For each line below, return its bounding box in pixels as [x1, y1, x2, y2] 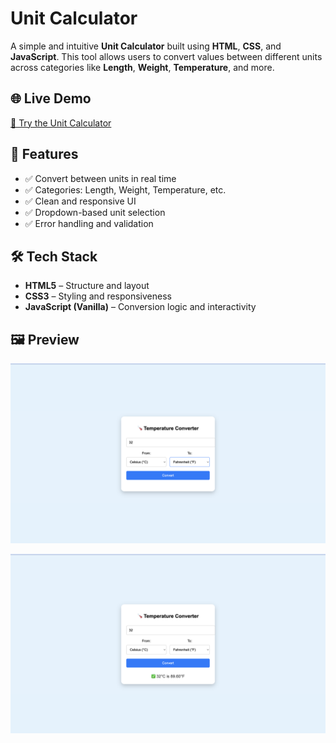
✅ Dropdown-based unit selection [24, 206, 166, 218]
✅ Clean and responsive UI [24, 195, 137, 207]
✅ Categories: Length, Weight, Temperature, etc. [24, 183, 227, 196]
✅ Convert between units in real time [24, 172, 177, 184]
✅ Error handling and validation [24, 217, 154, 229]
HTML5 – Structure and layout [24, 280, 150, 292]
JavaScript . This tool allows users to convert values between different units [10, 50, 323, 62]
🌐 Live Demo [10, 90, 92, 107]
